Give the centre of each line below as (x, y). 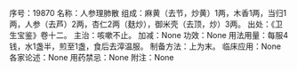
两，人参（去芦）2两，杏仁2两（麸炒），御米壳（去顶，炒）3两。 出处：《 (142, 24)
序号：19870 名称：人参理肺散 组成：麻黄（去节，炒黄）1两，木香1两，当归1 (148, 13)
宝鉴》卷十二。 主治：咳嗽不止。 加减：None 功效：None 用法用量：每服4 (153, 35)
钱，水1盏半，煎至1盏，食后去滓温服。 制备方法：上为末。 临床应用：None (145, 46)
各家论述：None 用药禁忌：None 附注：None (92, 57)
